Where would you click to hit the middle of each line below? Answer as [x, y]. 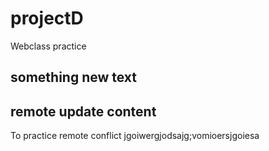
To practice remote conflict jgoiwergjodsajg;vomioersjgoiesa [135, 136]
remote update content [83, 111]
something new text [74, 77]
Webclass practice [48, 46]
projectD [47, 18]
